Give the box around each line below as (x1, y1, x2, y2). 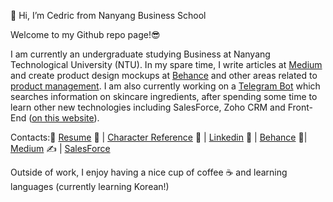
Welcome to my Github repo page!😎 (10, 29, 161, 40)
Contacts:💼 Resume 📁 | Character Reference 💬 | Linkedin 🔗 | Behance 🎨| (10, 131, 308, 143)
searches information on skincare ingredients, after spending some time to (10, 91, 318, 102)
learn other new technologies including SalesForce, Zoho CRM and (10, 101, 286, 113)
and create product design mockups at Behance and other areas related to (10, 70, 318, 81)
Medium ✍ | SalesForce (10, 143, 111, 154)
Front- (287, 101, 313, 113)
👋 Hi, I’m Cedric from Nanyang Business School (10, 10, 207, 21)
